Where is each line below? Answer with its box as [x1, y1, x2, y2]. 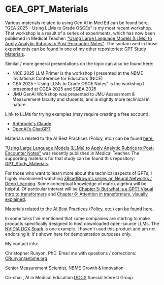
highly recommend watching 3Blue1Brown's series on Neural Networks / [5, 175, 152, 181]
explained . [5, 196, 26, 202]
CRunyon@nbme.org [5, 255, 48, 261]
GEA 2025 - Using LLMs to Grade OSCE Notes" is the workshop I [12, 80, 145, 87]
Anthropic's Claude [12, 121, 52, 127]
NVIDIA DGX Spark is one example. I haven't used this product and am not [5, 225, 156, 232]
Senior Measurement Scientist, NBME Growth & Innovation [5, 265, 124, 271]
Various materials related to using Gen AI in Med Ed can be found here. [5, 20, 149, 26]
